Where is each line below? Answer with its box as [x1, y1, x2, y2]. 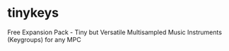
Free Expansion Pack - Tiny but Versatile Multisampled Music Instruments [7, 28, 223, 36]
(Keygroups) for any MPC [7, 35, 81, 43]
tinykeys [7, 5, 59, 21]
